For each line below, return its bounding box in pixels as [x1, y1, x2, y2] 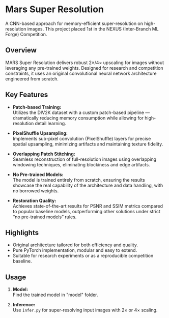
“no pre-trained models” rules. [12, 214, 77, 220]
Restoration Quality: [12, 197, 57, 204]
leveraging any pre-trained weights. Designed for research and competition [5, 65, 163, 71]
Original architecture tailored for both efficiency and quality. [12, 242, 138, 248]
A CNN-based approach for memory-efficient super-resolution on [5, 20, 144, 26]
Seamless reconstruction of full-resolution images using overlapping [12, 156, 157, 162]
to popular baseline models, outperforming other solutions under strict [12, 208, 160, 214]
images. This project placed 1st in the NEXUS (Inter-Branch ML [27, 25, 159, 32]
